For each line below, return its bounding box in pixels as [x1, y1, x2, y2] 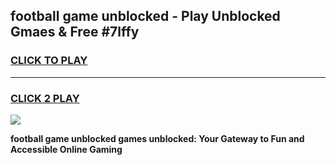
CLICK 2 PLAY [10, 91, 80, 105]
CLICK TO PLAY [10, 54, 88, 68]
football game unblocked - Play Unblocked [10, 8, 281, 25]
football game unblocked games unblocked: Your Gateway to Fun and [10, 132, 305, 144]
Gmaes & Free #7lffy [10, 24, 140, 41]
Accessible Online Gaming [10, 143, 123, 155]
